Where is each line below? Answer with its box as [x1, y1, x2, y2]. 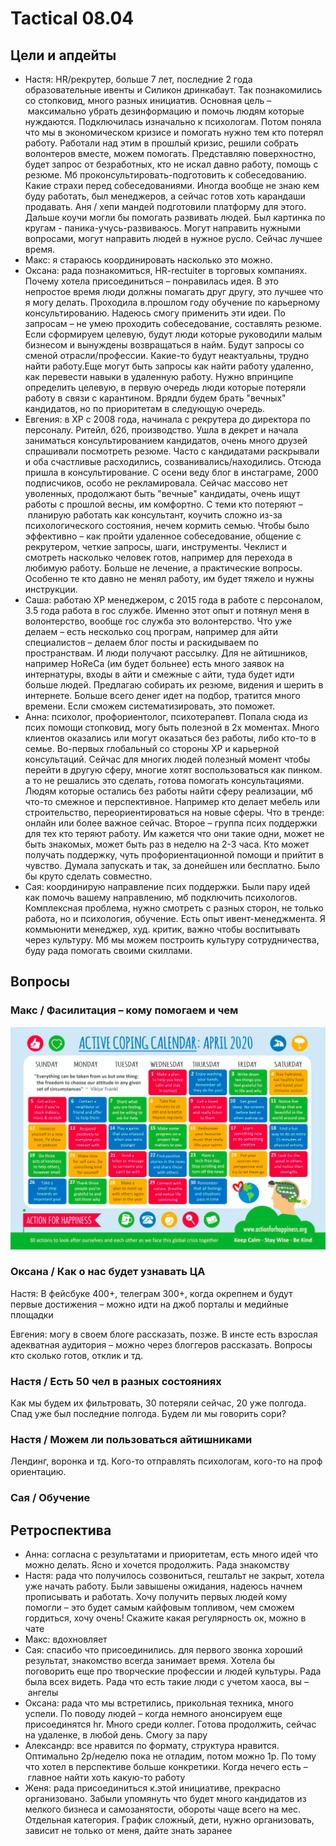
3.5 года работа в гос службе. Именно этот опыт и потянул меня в [24, 605, 310, 616]
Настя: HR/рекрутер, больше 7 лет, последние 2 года [24, 73, 253, 85]
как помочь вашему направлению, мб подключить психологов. [24, 892, 298, 903]
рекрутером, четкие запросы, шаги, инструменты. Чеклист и [24, 541, 287, 552]
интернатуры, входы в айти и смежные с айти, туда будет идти [24, 668, 295, 680]
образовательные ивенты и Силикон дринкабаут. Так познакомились [24, 84, 323, 96]
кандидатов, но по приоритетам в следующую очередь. [24, 403, 266, 414]
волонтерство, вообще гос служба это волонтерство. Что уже [24, 615, 293, 627]
